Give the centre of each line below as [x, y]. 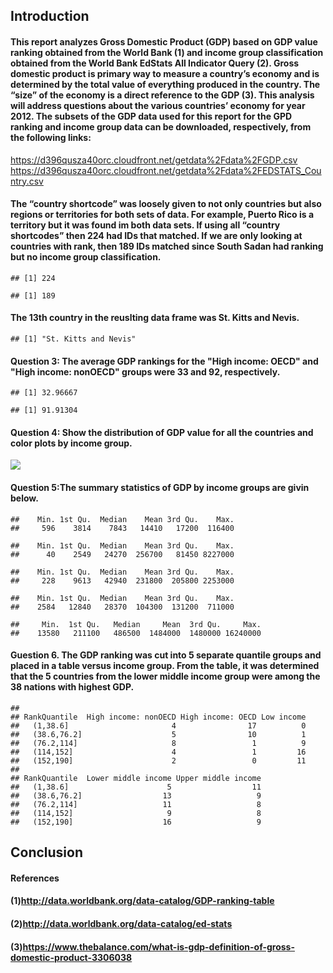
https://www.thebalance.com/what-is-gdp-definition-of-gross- [158, 946]
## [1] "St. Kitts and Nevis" [73, 339]
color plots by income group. [71, 443]
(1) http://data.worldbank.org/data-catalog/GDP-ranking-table [142, 901]
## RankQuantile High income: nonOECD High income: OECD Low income [158, 717]
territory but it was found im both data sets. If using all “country [145, 225]
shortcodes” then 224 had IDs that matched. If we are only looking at [156, 236]
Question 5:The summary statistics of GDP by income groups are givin [160, 487]
